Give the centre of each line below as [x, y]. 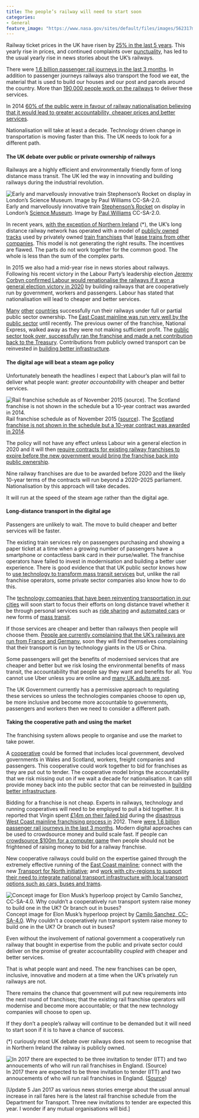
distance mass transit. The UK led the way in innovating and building [90, 176]
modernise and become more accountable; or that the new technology [92, 1006]
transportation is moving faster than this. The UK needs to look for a [89, 137]
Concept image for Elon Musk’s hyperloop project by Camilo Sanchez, [92, 915]
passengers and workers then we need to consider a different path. [88, 708]
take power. [20, 742]
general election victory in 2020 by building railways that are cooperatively [97, 287]
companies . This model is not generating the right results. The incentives [95, 243]
